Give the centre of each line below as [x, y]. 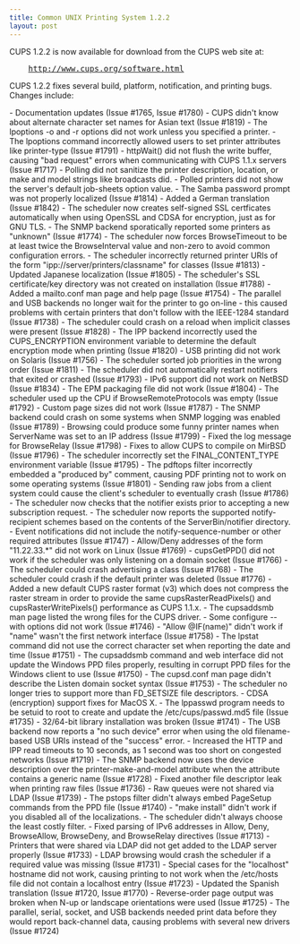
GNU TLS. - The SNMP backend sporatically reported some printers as [140, 227]
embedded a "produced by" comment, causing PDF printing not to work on [148, 474]
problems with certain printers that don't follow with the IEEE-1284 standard [149, 312]
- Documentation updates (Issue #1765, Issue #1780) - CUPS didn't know [144, 112]
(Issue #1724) [34, 931]
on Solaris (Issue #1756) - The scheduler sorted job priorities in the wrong [146, 360]
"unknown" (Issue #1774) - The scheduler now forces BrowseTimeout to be [148, 236]
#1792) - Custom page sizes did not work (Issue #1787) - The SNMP [135, 408]
